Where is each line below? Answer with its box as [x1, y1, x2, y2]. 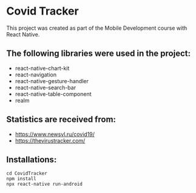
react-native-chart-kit [15, 64, 70, 72]
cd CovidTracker [6, 171, 47, 177]
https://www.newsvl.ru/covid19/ [15, 130, 95, 138]
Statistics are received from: [6, 114, 117, 125]
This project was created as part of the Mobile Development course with [6, 24, 188, 32]
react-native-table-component [15, 90, 92, 98]
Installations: [6, 154, 57, 164]
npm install [6, 176, 36, 182]
